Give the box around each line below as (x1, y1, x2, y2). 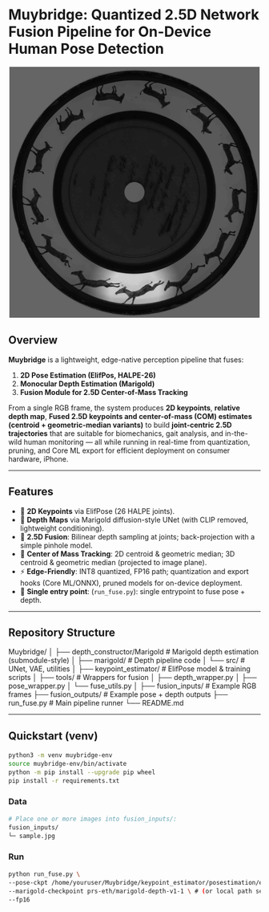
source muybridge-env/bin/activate (8, 760, 127, 768)
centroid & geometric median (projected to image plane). (19, 557, 207, 567)
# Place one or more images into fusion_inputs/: (8, 815, 178, 823)
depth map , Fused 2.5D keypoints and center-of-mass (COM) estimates (8, 411, 252, 421)
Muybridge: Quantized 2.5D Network (8, 6, 259, 24)
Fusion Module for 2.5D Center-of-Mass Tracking (19, 387, 188, 397)
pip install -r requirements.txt (8, 776, 120, 784)
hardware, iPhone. (8, 454, 69, 463)
